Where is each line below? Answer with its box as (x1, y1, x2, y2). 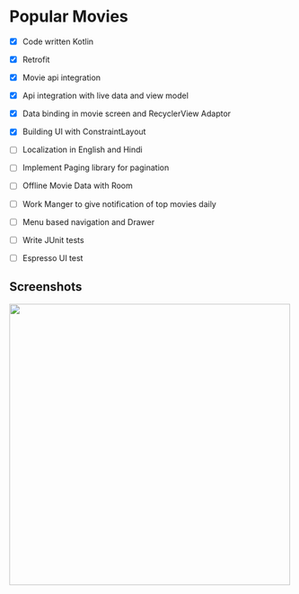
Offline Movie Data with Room (22, 180, 133, 191)
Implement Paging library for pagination (22, 162, 170, 173)
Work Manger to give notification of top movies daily (22, 198, 217, 209)
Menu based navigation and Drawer (22, 216, 155, 227)
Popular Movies (9, 6, 128, 27)
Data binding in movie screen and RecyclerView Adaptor (22, 108, 232, 119)
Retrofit (22, 54, 50, 65)
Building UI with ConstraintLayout (22, 126, 146, 137)
